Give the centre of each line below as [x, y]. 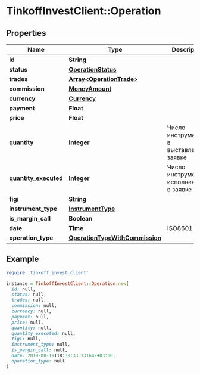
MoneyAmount [90, 89]
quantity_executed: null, [44, 333]
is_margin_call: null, [40, 350]
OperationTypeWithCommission [115, 238]
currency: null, [32, 311]
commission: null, [35, 306]
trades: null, [29, 300]
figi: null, [26, 339]
